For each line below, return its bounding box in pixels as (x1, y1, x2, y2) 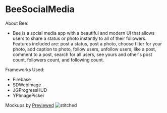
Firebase (12, 76, 31, 82)
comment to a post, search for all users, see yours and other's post (12, 51, 152, 58)
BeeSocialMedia (5, 4, 75, 15)
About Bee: (5, 20, 29, 26)
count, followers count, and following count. (12, 56, 104, 63)
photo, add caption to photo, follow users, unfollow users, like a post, (12, 46, 156, 52)
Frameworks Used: (5, 67, 44, 73)
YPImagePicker (12, 92, 45, 98)
